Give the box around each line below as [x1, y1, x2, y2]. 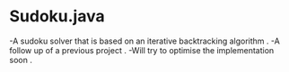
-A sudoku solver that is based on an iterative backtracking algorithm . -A [9, 36, 280, 46]
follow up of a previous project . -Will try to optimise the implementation [9, 44, 275, 55]
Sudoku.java [9, 6, 105, 27]
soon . [9, 54, 33, 65]
